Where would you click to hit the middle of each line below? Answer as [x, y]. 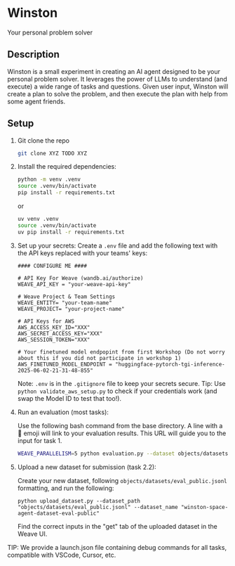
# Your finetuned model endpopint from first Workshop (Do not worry [121, 352]
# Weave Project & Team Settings [66, 297]
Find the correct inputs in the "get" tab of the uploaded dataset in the [117, 526]
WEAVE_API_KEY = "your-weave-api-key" [74, 284]
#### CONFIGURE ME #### [52, 266]
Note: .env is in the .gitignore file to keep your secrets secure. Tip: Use [121, 383]
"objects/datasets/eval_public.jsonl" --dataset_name [98, 507]
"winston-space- [205, 507]
